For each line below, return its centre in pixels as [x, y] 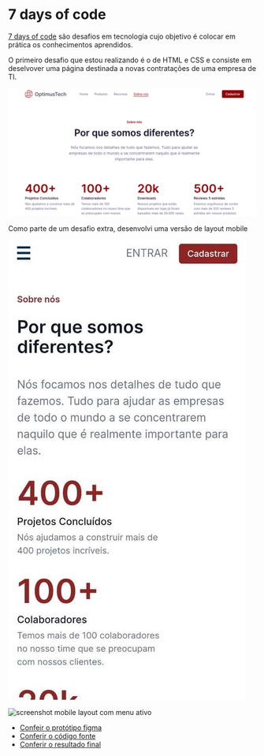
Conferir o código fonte [58, 736]
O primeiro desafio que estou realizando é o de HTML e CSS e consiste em [130, 60]
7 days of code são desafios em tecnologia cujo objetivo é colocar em [122, 36]
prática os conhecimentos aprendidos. [71, 44]
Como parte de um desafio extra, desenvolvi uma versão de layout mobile [128, 228]
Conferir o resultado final [60, 744]
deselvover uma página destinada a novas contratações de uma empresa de [132, 68]
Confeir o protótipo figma [61, 728]
